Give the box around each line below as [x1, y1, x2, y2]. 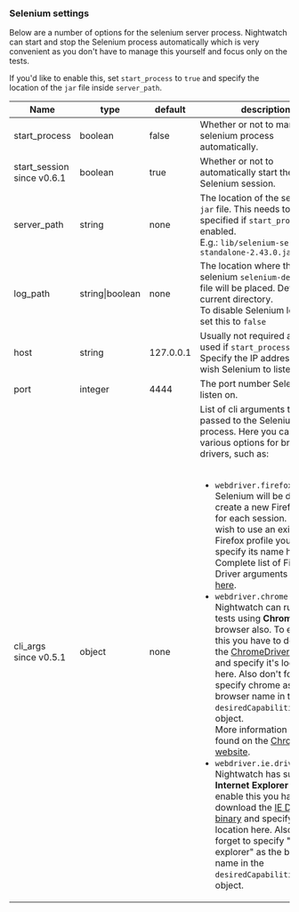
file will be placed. [199, 282, 276, 295]
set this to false [199, 315, 267, 327]
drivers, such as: [199, 448, 270, 460]
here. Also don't [214, 668, 282, 681]
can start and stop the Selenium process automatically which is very [9, 36, 260, 47]
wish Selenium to [199, 363, 271, 375]
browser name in [214, 690, 286, 703]
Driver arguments [214, 568, 288, 580]
